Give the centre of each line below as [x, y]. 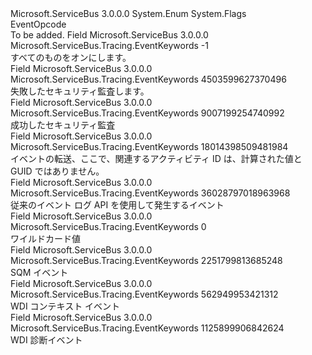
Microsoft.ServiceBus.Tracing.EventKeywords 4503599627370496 [148, 79]
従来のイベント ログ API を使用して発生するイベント [117, 205]
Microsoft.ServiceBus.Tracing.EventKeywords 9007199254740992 [147, 113]
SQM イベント [39, 272]
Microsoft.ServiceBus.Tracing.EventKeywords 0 [108, 226]
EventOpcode [38, 24]
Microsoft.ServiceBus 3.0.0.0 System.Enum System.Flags [128, 13]
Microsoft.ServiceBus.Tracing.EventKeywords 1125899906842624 [147, 328]
